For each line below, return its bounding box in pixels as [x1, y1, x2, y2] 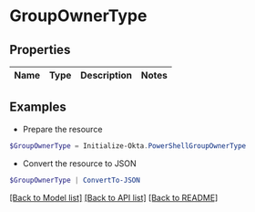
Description [80, 69, 132, 81]
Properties [9, 42, 71, 58]
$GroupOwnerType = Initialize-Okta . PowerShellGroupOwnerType [9, 141, 247, 151]
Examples [9, 100, 66, 115]
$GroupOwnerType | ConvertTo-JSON [9, 175, 141, 185]
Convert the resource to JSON [22, 157, 137, 169]
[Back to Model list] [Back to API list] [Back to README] [9, 192, 219, 203]
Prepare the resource [22, 123, 103, 134]
